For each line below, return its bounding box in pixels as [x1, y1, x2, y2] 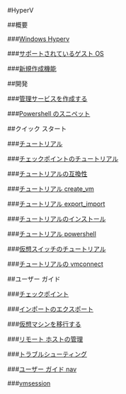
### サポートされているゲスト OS [7, 50, 104, 57]
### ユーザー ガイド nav [7, 365, 76, 373]
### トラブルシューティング [7, 350, 87, 358]
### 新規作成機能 [7, 64, 57, 73]
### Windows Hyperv [7, 35, 69, 43]
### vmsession [7, 379, 51, 388]
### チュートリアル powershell [7, 230, 97, 238]
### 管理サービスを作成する [7, 95, 88, 103]
